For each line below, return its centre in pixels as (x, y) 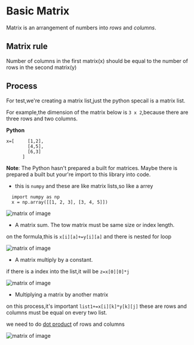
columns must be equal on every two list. (57, 312)
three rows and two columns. (42, 119)
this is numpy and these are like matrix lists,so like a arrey (84, 186)
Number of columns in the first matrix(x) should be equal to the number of (97, 60)
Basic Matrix (38, 11)
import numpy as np (36, 197)
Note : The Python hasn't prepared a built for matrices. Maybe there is (92, 168)
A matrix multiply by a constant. (54, 259)
